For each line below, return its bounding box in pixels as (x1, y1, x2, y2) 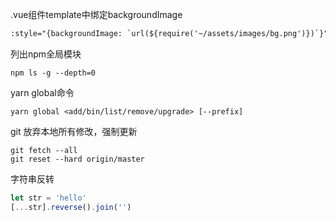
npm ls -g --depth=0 (10, 68, 97, 78)
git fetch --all (10, 145, 78, 155)
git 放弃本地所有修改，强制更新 (10, 125, 138, 137)
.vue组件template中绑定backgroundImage (10, 9, 183, 20)
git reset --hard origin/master (10, 154, 145, 164)
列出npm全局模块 (10, 48, 82, 60)
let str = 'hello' (10, 193, 87, 203)
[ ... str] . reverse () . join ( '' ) (10, 202, 132, 212)
